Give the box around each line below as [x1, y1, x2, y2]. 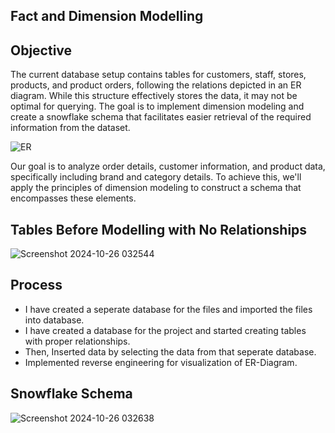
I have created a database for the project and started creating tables [24, 324, 307, 336]
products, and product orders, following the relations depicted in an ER [10, 79, 302, 91]
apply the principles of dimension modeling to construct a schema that [10, 182, 302, 194]
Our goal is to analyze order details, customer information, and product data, [10, 160, 326, 173]
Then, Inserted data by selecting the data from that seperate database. [24, 345, 317, 358]
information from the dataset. [10, 122, 131, 134]
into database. [24, 314, 85, 326]
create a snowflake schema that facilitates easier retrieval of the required [10, 111, 312, 123]
